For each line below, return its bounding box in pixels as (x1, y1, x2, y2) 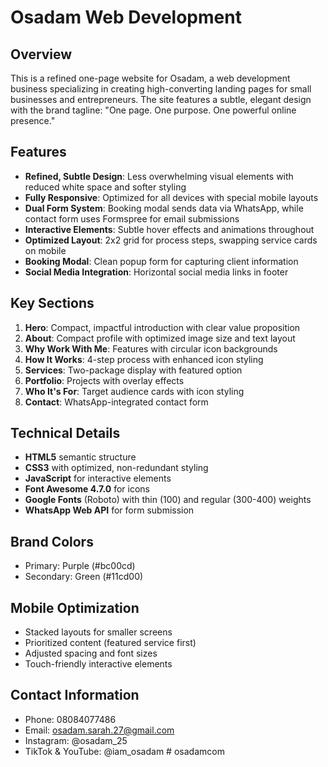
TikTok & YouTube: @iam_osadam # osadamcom (24, 745, 225, 757)
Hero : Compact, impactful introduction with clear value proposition (24, 321, 301, 333)
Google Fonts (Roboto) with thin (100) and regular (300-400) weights (24, 494, 312, 506)
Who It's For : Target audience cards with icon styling (24, 385, 245, 397)
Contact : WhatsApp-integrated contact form (24, 396, 209, 408)
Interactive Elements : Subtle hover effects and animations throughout (24, 223, 315, 235)
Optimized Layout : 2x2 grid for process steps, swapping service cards (24, 234, 318, 246)
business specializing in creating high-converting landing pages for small (10, 83, 312, 95)
